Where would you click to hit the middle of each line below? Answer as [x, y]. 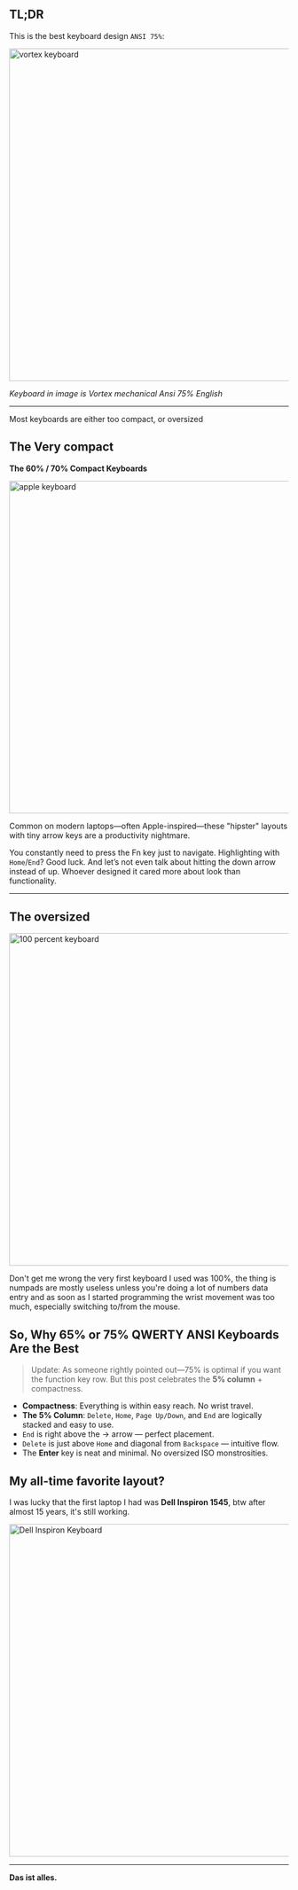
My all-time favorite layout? [87, 1481]
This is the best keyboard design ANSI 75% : [87, 35]
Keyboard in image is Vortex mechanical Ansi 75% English [116, 393]
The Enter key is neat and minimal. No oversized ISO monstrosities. [145, 1453]
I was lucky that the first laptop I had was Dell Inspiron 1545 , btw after [137, 1502]
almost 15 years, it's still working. [70, 1512]
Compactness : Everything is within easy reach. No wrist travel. [138, 1406]
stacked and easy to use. [68, 1425]
